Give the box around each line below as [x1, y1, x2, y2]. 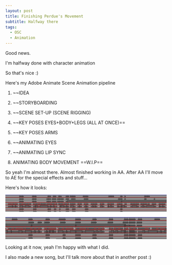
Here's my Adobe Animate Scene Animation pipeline [5, 80, 116, 86]
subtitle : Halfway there [5, 19, 58, 24]
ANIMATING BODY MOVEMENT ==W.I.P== [12, 159, 103, 165]
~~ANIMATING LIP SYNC [12, 149, 66, 155]
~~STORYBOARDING [12, 100, 57, 106]
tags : [5, 25, 17, 30]
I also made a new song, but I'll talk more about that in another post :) [5, 254, 152, 260]
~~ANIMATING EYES [12, 139, 57, 146]
